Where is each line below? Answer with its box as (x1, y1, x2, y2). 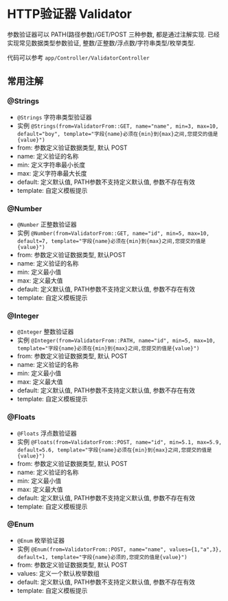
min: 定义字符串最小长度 (16, 161, 86, 169)
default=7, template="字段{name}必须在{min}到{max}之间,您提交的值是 (16, 237, 206, 244)
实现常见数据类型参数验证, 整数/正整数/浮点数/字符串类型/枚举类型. (7, 38, 196, 47)
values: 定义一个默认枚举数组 (16, 569, 100, 577)
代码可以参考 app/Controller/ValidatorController (7, 53, 150, 62)
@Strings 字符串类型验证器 (16, 113, 93, 121)
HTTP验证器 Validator (7, 6, 133, 22)
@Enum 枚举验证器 (16, 536, 65, 544)
